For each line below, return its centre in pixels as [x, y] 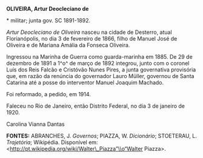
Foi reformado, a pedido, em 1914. [48, 94]
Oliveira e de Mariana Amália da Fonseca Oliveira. [68, 45]
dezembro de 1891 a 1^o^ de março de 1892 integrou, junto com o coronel [98, 63]
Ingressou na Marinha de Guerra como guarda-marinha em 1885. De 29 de [99, 57]
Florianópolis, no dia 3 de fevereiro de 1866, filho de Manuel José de [92, 38]
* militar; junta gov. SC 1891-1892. [48, 20]
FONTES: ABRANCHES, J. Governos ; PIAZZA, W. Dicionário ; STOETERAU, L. [101, 136]
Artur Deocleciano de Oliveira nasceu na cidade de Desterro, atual [89, 32]
